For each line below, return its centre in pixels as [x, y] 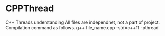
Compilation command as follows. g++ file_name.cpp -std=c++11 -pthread [82, 27]
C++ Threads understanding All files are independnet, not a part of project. [83, 22]
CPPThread [30, 9]
